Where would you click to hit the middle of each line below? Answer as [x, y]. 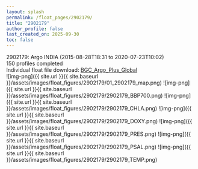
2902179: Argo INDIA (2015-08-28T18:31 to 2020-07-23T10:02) [85, 57]
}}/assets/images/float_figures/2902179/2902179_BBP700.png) [85, 95]
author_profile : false [35, 29]
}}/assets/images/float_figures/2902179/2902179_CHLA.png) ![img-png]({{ [99, 108]
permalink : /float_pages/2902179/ [50, 18]
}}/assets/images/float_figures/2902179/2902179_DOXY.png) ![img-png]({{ [99, 121]
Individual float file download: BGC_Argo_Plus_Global [72, 70]
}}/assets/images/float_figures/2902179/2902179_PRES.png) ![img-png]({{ [99, 134]
